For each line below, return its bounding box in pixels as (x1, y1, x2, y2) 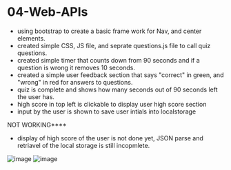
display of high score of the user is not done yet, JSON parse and (17, 134, 203, 142)
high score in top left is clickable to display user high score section (17, 100, 207, 108)
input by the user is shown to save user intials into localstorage (17, 107, 197, 116)
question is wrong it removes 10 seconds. (17, 63, 136, 72)
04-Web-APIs (7, 4, 88, 20)
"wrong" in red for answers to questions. (17, 78, 133, 86)
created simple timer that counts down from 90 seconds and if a (17, 56, 200, 64)
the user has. (17, 92, 55, 100)
